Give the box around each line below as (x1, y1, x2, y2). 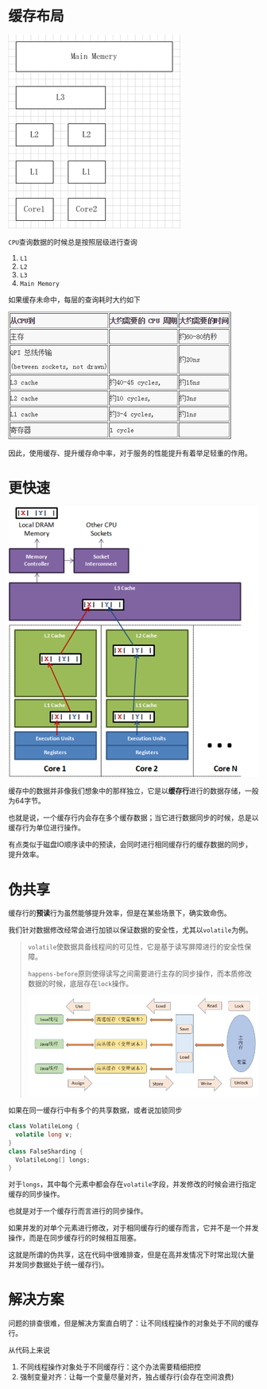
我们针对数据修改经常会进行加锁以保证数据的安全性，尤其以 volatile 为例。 (8, 925, 253, 934)
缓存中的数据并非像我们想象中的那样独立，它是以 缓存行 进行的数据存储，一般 (8, 786, 259, 795)
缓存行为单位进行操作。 (8, 823, 85, 833)
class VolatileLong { (8, 1122, 80, 1131)
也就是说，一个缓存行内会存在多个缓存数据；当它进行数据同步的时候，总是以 (8, 813, 259, 822)
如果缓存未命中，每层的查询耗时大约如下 (8, 295, 141, 304)
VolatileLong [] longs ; (15, 1155, 91, 1164)
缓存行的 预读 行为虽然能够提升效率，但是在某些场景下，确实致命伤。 (8, 908, 231, 918)
